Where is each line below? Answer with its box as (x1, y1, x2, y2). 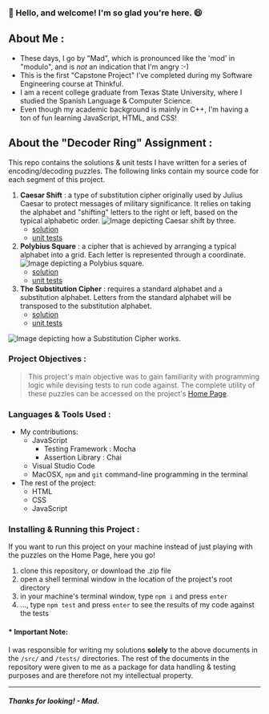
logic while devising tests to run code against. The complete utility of (27, 380, 255, 390)
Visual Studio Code (31, 461, 95, 471)
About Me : (8, 32, 65, 46)
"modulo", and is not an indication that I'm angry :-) (19, 62, 190, 71)
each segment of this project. (8, 174, 106, 184)
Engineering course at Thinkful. (19, 79, 124, 88)
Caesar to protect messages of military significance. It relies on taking (19, 198, 251, 208)
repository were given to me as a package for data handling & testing (8, 662, 236, 671)
